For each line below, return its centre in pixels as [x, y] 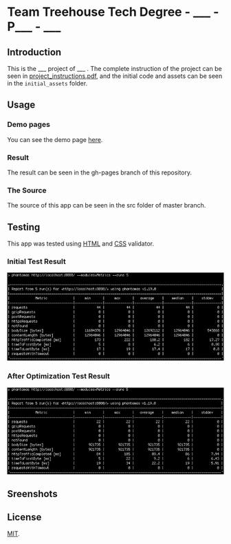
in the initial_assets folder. [47, 83]
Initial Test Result [37, 261]
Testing [24, 227]
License [24, 517]
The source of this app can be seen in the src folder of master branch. [107, 205]
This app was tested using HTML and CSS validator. [81, 244]
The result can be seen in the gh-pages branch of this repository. [100, 172]
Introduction [34, 52]
